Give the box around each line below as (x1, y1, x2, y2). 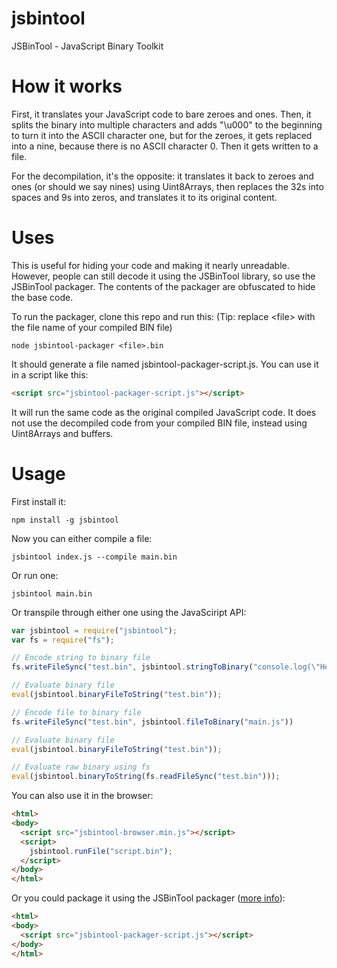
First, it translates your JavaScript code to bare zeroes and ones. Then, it (11, 108, 312, 120)
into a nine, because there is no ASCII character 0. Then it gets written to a (11, 140, 319, 152)
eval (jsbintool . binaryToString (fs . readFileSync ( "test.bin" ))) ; (11, 772, 281, 782)
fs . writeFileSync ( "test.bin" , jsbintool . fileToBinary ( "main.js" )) (11, 717, 294, 727)
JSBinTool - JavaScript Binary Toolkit (11, 40, 164, 52)
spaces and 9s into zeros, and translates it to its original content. (11, 191, 278, 203)
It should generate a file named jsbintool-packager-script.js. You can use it (11, 358, 319, 370)
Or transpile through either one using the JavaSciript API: (11, 606, 247, 618)
